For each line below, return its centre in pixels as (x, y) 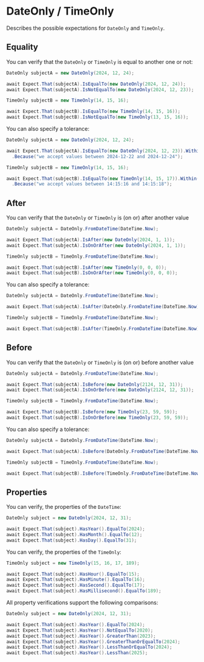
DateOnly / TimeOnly (60, 11)
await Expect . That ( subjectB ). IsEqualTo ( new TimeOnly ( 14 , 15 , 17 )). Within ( (103, 178)
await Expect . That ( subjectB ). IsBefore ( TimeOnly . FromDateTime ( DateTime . (99, 473)
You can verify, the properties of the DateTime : (64, 507)
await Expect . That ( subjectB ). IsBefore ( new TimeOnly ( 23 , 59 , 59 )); (92, 412)
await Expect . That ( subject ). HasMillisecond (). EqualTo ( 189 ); (84, 591)
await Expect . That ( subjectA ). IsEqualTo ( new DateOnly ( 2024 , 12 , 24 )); (96, 84)
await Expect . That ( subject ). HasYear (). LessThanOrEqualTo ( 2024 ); (89, 647)
